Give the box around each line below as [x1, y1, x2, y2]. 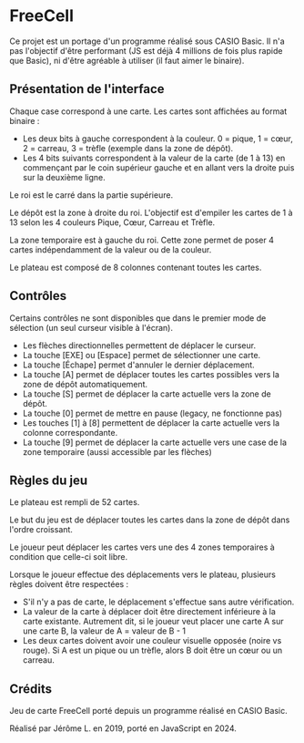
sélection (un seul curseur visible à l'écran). [9, 322, 173, 333]
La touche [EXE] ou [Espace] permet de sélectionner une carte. [22, 349, 261, 360]
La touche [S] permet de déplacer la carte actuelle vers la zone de [22, 388, 271, 399]
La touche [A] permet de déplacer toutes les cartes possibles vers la [22, 368, 280, 379]
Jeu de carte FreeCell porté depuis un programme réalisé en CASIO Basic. [9, 706, 289, 717]
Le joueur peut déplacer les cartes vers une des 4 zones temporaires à [9, 542, 275, 552]
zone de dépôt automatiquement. [22, 378, 148, 389]
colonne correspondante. [22, 427, 118, 438]
